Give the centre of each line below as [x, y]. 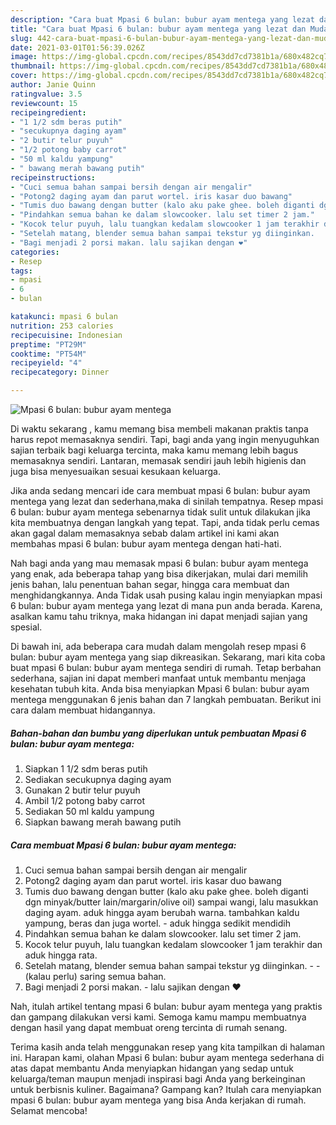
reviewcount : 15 [44, 103]
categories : [35, 252]
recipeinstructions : [53, 177]
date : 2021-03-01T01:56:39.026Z [77, 47]
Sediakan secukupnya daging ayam [98, 779]
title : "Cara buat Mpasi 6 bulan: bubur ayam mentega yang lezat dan [158, 29]
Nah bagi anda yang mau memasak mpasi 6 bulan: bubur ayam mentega [159, 563]
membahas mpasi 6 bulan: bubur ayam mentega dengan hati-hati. [146, 544]
